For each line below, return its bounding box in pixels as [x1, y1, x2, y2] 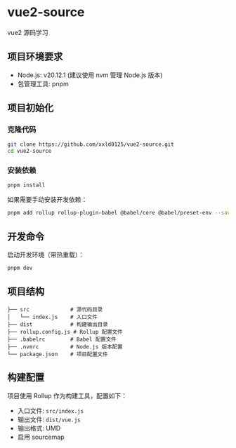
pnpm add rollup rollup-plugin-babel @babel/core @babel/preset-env [7, 210, 212, 217]
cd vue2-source [7, 148, 52, 155]
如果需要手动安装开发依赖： [7, 196, 88, 204]
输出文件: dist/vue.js [17, 415, 81, 423]
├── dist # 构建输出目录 [7, 320, 108, 328]
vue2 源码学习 [7, 28, 48, 36]
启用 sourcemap [17, 433, 65, 441]
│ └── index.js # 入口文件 [7, 313, 98, 320]
